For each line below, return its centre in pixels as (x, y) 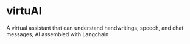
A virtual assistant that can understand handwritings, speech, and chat (95, 28)
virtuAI (24, 11)
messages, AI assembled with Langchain (58, 34)
